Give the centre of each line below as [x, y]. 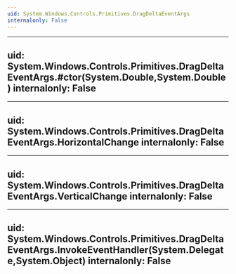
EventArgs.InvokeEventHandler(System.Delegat [116, 250]
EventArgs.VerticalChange [67, 196]
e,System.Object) [47, 261]
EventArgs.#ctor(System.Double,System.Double [117, 77]
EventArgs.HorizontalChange [73, 142]
